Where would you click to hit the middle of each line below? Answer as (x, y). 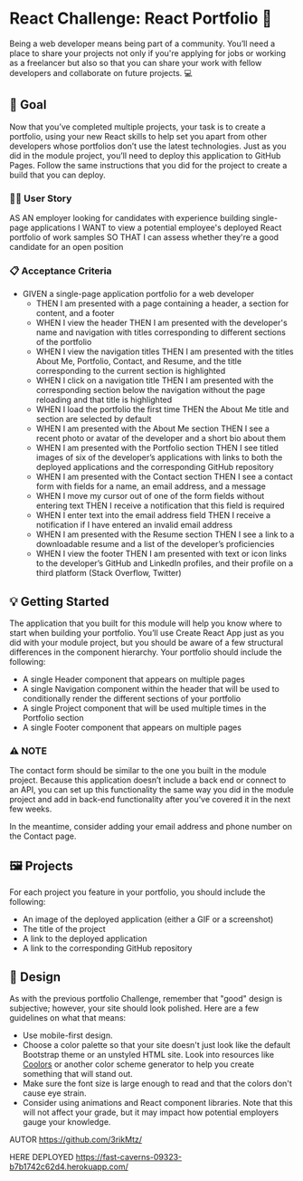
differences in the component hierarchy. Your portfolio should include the (146, 652)
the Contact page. (43, 836)
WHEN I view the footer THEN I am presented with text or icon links (161, 554)
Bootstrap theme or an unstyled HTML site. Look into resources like (148, 1055)
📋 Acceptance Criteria (61, 271)
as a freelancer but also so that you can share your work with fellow (136, 62)
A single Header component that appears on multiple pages (134, 679)
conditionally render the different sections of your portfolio (132, 699)
